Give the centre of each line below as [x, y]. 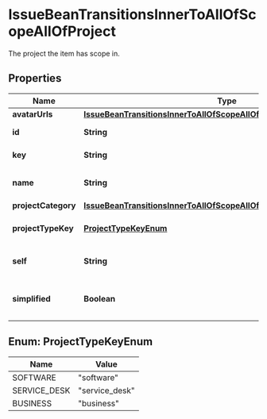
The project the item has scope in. [64, 53]
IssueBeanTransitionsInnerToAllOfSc [132, 15]
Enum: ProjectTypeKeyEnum [81, 342]
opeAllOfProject [62, 31]
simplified [32, 298]
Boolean [99, 298]
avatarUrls [33, 114]
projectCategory [44, 206]
